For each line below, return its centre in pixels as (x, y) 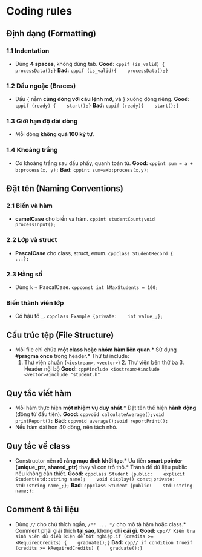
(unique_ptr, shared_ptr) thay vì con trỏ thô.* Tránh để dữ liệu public (101, 467)
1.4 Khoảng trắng (32, 150)
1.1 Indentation (28, 51)
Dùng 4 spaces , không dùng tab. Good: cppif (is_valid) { (90, 64)
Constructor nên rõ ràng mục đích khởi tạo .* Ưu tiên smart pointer (99, 460)
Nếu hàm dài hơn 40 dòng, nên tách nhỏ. (66, 427)
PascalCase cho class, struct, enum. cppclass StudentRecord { (94, 253)
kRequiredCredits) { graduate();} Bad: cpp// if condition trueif (104, 542)
